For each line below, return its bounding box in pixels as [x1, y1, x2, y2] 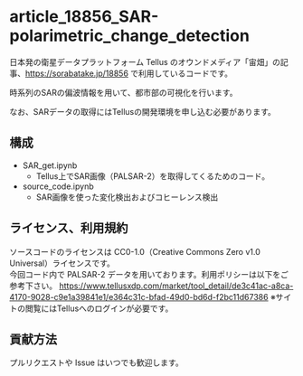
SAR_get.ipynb [22, 160, 78, 171]
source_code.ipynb [22, 181, 95, 192]
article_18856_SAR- [9, 6, 159, 27]
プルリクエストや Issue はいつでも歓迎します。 [9, 357, 184, 368]
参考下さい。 [9, 280, 57, 291]
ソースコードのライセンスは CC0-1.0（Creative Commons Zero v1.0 [9, 246, 260, 257]
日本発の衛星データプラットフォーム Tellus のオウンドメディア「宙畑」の [9, 56, 281, 67]
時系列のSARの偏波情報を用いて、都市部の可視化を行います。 [9, 87, 238, 98]
